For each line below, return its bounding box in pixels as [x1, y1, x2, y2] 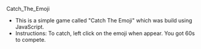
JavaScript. [15, 24, 45, 30]
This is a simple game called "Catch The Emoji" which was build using [15, 17, 192, 24]
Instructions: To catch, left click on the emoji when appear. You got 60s [15, 30, 195, 37]
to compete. [15, 36, 46, 43]
